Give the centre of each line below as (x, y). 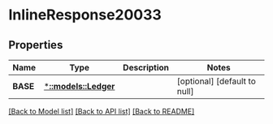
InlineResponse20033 (85, 15)
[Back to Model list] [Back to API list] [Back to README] (102, 111)
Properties (36, 45)
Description (146, 68)
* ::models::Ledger (79, 86)
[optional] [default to (216, 81)
